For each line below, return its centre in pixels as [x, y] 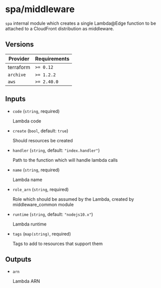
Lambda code [27, 121]
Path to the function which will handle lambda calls [65, 160]
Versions [20, 45]
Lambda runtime [29, 224]
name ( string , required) [36, 169]
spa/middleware [40, 9]
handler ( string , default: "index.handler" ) [56, 150]
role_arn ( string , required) [41, 189]
